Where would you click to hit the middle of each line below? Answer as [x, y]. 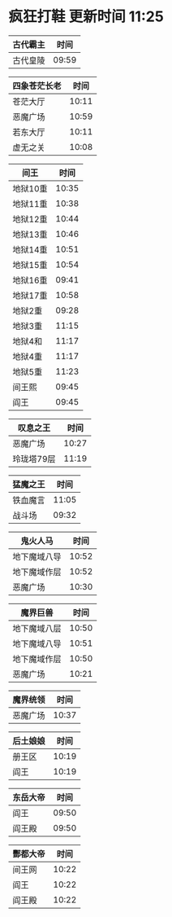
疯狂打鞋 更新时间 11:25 [86, 17]
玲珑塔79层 [34, 458]
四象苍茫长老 [37, 86]
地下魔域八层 [37, 628]
